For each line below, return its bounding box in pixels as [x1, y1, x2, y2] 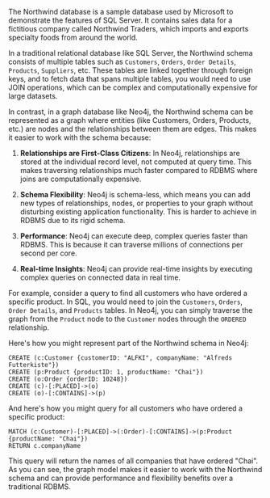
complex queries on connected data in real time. [19, 272, 181, 282]
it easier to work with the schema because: [8, 133, 152, 142]
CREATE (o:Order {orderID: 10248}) [8, 375, 128, 383]
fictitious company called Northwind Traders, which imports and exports [8, 24, 249, 33]
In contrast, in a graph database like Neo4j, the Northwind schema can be [8, 107, 254, 116]
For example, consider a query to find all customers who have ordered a [8, 289, 248, 298]
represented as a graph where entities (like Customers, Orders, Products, [8, 116, 251, 124]
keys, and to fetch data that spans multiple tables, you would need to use [8, 74, 251, 83]
